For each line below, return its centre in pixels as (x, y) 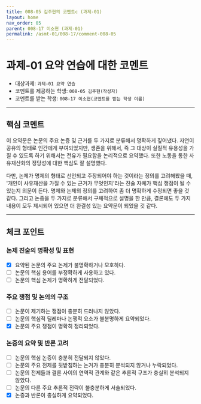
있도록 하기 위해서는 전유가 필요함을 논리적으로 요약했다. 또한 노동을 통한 (103, 155)
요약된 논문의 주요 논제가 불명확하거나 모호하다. (70, 265)
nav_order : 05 (24, 23)
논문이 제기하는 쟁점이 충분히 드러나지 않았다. (68, 311)
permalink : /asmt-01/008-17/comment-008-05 (61, 34)
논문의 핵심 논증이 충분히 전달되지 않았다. (63, 357)
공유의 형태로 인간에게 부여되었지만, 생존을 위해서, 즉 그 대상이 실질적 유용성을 (97, 148)
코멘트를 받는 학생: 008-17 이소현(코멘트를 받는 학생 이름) (80, 98)
